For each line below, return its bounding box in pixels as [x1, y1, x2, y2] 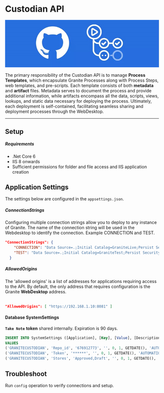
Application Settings [5, 183, 69, 191]
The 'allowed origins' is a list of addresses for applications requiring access [5, 278, 157, 284]
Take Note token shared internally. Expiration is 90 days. [5, 325, 118, 331]
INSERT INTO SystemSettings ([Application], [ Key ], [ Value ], [5, 335, 132, 340]
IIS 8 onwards [12, 158, 40, 164]
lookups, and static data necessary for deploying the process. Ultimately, [5, 98, 152, 104]
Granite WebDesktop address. [5, 288, 67, 294]
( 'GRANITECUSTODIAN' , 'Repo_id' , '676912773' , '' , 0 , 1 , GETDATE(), [5, 346, 147, 350]
